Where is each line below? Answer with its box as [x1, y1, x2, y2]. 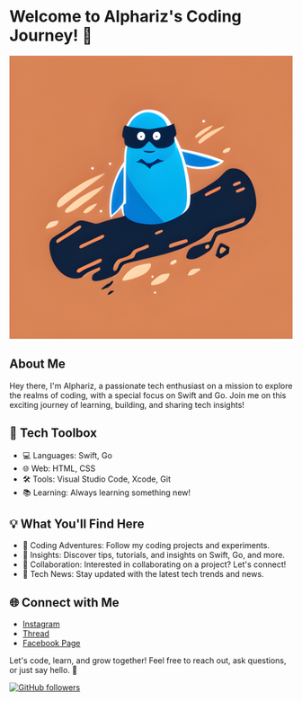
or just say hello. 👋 [9, 665, 78, 676]
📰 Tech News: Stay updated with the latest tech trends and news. [22, 569, 264, 580]
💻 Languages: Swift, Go [22, 449, 112, 460]
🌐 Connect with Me [9, 595, 120, 610]
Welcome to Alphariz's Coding [9, 6, 243, 27]
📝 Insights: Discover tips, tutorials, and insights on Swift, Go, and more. [22, 550, 286, 561]
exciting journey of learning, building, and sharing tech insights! [9, 399, 245, 410]
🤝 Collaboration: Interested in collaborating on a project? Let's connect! [22, 559, 287, 570]
